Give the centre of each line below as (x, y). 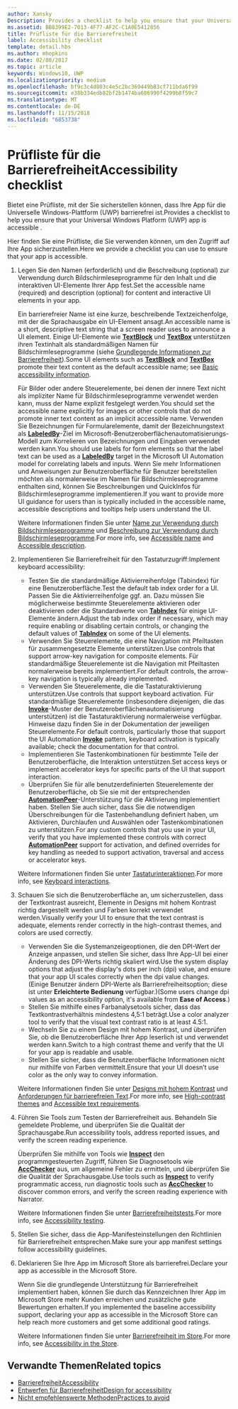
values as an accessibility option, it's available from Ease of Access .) (129, 999)
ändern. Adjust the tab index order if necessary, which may (142, 618)
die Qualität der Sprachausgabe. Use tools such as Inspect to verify (116, 1176)
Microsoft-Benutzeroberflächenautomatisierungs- (156, 433)
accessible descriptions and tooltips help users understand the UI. (114, 509)
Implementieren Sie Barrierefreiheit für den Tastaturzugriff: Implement (119, 559)
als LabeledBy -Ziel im (50, 433)
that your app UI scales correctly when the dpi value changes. (119, 976)
